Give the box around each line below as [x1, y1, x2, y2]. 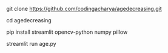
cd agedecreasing [6, 17, 52, 23]
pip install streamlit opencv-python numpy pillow [6, 28, 128, 36]
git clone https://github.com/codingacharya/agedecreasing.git [6, 5, 162, 12]
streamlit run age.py [6, 40, 56, 47]
